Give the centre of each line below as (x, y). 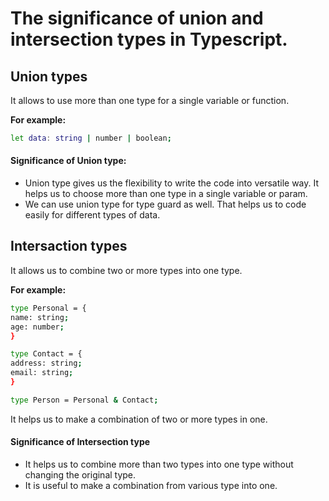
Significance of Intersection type (80, 442)
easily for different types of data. (92, 215)
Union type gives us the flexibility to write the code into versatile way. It (172, 183)
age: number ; (37, 327)
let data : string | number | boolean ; (91, 138)
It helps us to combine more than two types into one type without (159, 464)
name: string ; (40, 317)
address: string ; (46, 363)
